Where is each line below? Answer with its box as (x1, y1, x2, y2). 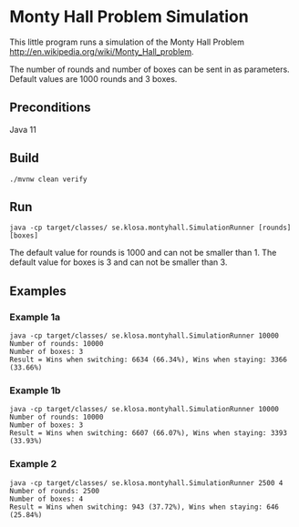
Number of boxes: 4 (9, 494, 84, 503)
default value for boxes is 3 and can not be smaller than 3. (9, 257, 228, 268)
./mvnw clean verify (9, 175, 88, 184)
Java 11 (9, 124, 36, 135)
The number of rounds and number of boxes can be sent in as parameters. (9, 64, 290, 75)
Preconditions (9, 100, 91, 116)
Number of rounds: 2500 (9, 486, 100, 495)
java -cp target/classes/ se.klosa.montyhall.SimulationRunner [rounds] (9, 223, 292, 233)
